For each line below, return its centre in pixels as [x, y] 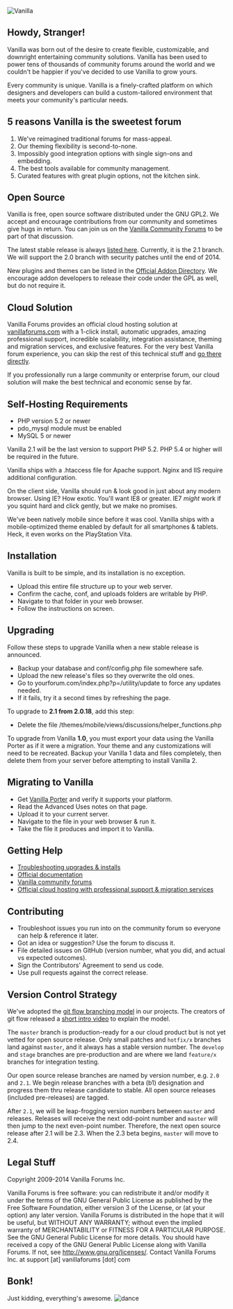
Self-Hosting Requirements [68, 404]
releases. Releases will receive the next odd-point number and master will [112, 1118]
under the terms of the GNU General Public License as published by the [110, 1200]
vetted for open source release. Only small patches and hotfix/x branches [114, 1039]
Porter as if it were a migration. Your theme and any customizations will [109, 745]
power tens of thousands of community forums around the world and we [111, 64]
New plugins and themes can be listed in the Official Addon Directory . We [112, 271]
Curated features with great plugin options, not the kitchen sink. [109, 176]
